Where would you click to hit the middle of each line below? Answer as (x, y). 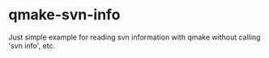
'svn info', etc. (32, 45)
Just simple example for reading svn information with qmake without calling (134, 37)
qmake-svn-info (64, 15)
